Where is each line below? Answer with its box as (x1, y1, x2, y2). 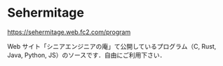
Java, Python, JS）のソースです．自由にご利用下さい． (7, 51, 166, 59)
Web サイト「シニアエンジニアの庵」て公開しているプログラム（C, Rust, (7, 42, 217, 50)
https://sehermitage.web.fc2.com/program (7, 28, 131, 36)
